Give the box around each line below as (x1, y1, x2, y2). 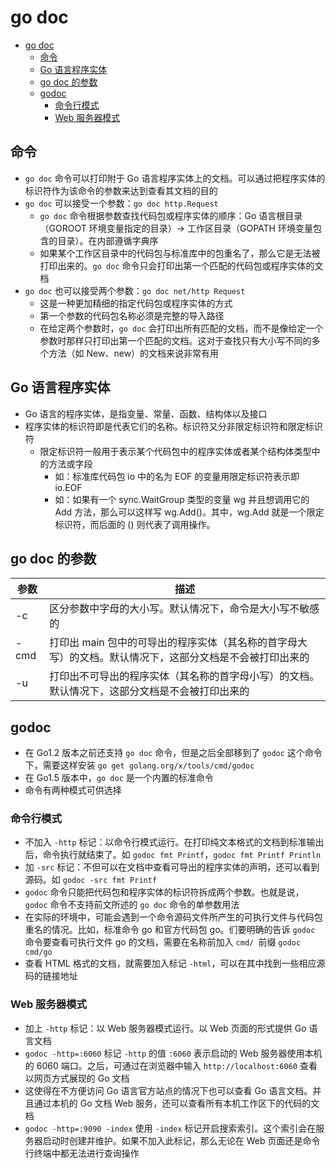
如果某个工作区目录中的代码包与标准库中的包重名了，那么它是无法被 (39, 247, 321, 259)
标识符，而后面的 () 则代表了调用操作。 (54, 518, 216, 530)
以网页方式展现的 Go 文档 (24, 1072, 130, 1084)
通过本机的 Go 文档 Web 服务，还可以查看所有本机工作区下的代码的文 (33, 1097, 320, 1109)
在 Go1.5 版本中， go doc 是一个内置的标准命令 (24, 772, 214, 784)
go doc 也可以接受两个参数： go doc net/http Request (24, 284, 246, 296)
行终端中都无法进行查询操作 (24, 1147, 140, 1159)
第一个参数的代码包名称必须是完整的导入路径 (39, 309, 225, 321)
